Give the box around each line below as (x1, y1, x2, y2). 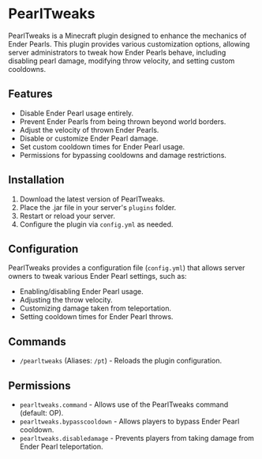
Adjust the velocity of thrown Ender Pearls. (19, 125, 159, 134)
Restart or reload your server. (19, 211, 116, 220)
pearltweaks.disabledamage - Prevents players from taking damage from (19, 434, 255, 442)
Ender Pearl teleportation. (19, 442, 104, 451)
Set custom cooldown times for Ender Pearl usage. (19, 141, 185, 151)
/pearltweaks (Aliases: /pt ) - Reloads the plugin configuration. (19, 356, 223, 366)
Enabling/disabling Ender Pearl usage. (19, 287, 144, 296)
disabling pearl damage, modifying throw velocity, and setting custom (8, 56, 235, 66)
